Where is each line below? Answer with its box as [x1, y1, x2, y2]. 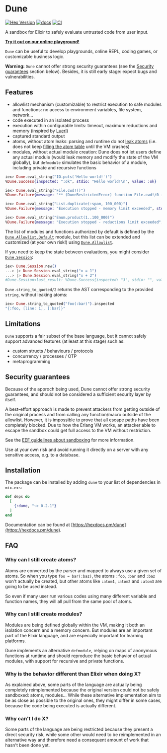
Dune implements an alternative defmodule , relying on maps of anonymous [5, 647, 158, 653]
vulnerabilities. [5, 74, 35, 79]
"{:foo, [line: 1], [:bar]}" [5, 306, 66, 311]
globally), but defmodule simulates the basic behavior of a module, [12, 159, 148, 165]
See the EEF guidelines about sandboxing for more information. [5, 437, 135, 443]
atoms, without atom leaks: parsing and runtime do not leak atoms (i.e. [12, 138, 157, 144]
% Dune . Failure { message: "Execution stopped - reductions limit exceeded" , [5, 220, 164, 225]
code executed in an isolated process [12, 117, 89, 123]
